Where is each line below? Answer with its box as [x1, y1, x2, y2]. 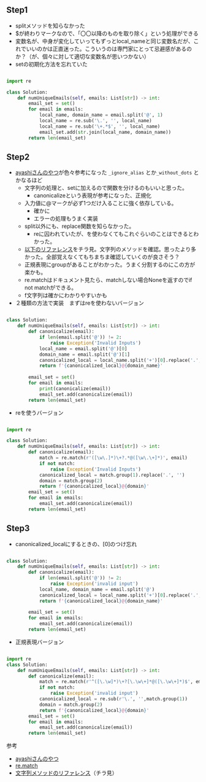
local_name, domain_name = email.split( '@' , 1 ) [39, 112, 164, 119]
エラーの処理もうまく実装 [33, 215, 98, 222]
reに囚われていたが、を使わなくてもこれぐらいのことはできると [33, 230, 194, 238]
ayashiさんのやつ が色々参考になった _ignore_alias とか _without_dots [15, 169, 193, 176]
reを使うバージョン [15, 409, 64, 416]
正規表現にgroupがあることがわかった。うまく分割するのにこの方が [24, 261, 196, 268]
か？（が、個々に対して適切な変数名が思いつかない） [15, 52, 150, 60]
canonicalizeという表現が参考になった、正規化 [33, 192, 152, 199]
